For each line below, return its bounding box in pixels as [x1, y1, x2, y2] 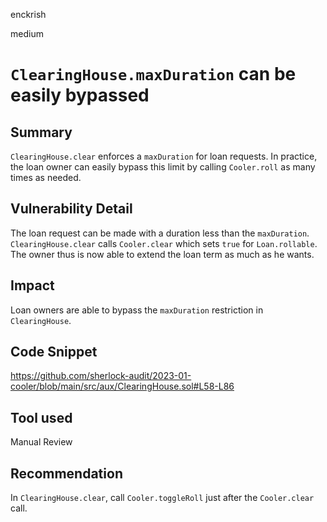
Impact [10, 277, 55, 294]
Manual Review [10, 436, 73, 448]
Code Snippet [10, 344, 98, 361]
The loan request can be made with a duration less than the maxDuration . [10, 227, 310, 239]
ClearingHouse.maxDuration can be [10, 63, 297, 86]
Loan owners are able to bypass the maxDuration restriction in [10, 304, 264, 316]
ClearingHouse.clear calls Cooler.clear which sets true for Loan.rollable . [10, 237, 318, 249]
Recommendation [10, 465, 123, 482]
